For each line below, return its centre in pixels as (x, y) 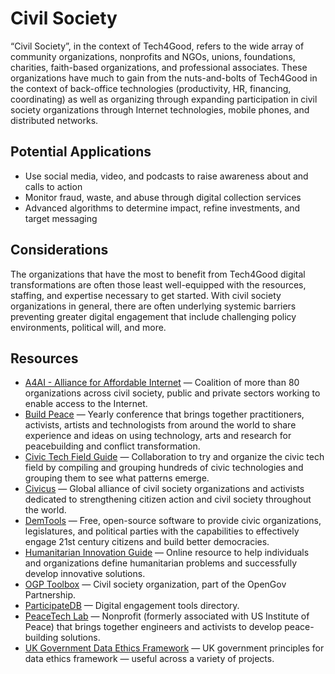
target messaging (61, 218)
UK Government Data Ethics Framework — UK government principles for (174, 648)
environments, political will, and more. (88, 327)
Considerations (59, 250)
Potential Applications (81, 152)
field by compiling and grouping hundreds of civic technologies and (164, 468)
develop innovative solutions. (85, 574)
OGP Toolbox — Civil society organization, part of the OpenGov (155, 584)
